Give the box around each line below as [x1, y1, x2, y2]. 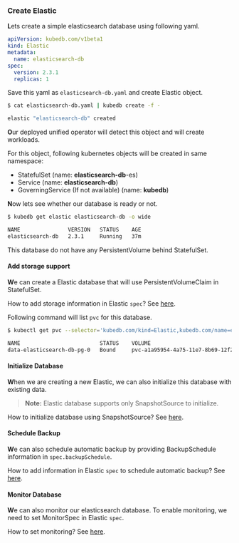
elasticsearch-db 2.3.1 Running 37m [7, 232, 142, 240]
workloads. [7, 135, 41, 144]
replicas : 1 [14, 76, 50, 83]
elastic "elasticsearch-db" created [7, 115, 116, 123]
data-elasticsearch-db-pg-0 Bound [7, 346, 116, 353]
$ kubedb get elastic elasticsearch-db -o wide [7, 213, 152, 221]
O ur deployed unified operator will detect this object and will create [7, 128, 205, 137]
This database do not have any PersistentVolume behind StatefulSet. [7, 245, 208, 254]
